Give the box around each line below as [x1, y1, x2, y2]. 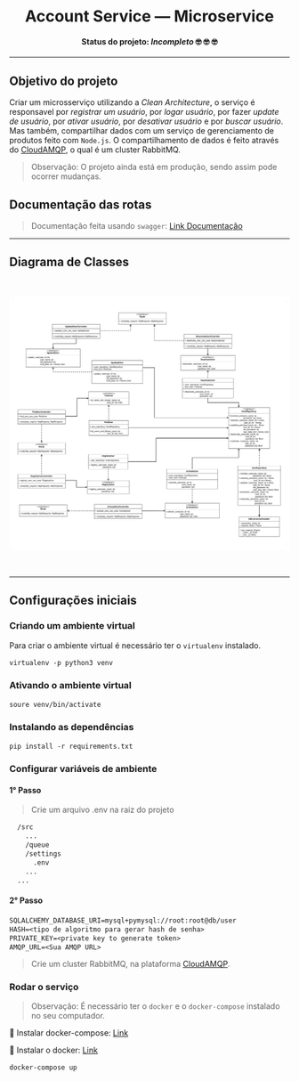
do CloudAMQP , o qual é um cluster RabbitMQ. [9, 144, 181, 155]
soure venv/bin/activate [9, 701, 101, 710]
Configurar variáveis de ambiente [9, 763, 158, 776]
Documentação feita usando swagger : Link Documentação [30, 221, 243, 232]
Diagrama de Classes [9, 255, 130, 270]
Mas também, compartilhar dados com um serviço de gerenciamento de [9, 126, 274, 136]
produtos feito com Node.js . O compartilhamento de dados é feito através [9, 135, 279, 146]
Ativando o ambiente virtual [9, 679, 132, 691]
